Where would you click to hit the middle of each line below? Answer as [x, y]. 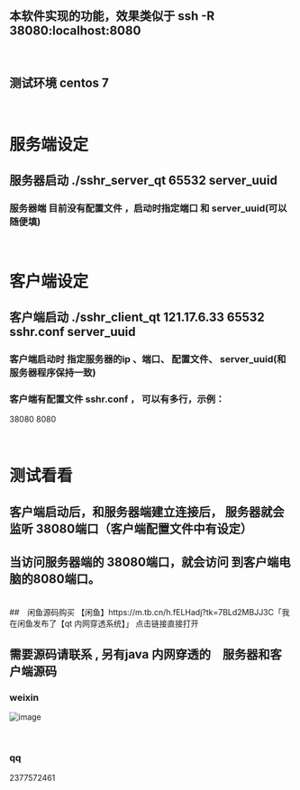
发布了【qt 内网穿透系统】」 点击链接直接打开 [116, 623]
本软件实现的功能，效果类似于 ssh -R [112, 16]
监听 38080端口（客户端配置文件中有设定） [131, 528]
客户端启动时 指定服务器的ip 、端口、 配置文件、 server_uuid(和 [148, 359]
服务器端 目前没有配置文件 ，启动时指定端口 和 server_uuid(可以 [148, 208]
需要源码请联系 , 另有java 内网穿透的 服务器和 [140, 654]
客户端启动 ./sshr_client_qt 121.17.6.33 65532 [137, 318]
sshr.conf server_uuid [73, 332]
